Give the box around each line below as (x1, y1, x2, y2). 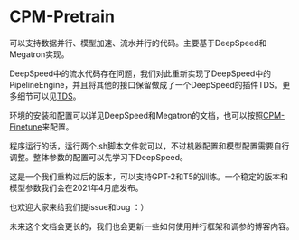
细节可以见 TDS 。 (16, 91, 81, 101)
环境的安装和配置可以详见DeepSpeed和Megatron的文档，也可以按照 (9, 110, 264, 120)
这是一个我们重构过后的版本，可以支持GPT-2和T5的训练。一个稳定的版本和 (9, 170, 289, 182)
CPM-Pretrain (9, 6, 116, 27)
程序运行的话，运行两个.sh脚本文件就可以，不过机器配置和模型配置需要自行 (9, 140, 290, 151)
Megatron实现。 (9, 48, 70, 60)
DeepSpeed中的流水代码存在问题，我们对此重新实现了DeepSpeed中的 (9, 68, 271, 79)
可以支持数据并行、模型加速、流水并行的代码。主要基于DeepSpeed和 (9, 37, 267, 48)
